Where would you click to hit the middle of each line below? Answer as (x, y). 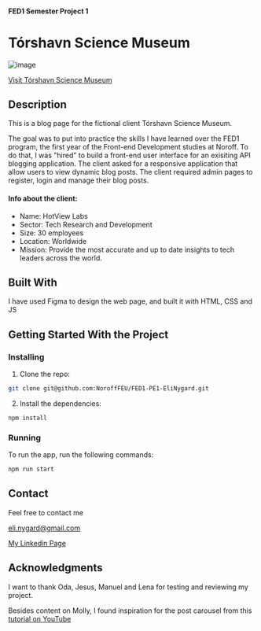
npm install (28, 418)
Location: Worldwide (53, 241)
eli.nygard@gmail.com (44, 528)
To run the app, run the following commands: (81, 455)
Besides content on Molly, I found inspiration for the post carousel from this (130, 611)
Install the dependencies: (61, 403)
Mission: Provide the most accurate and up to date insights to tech (127, 249)
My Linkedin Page (37, 543)
